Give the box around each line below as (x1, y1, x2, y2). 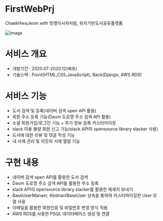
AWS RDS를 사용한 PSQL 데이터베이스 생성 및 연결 (12, 211, 110, 217)
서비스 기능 (5, 91, 47, 102)
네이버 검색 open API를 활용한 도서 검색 (12, 174, 88, 180)
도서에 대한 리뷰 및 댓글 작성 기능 (12, 132, 75, 138)
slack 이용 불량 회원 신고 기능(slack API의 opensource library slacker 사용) (12, 126, 158, 132)
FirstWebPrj (5, 3, 55, 15)
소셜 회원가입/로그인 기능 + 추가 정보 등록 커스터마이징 (12, 120, 116, 125)
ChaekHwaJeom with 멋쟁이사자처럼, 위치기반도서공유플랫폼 (5, 20, 123, 26)
